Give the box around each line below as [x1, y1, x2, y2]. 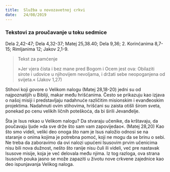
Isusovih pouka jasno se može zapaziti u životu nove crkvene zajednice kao [5, 156, 164, 162]
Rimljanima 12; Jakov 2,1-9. [12, 46, 69, 52]
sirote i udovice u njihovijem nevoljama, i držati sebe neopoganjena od [17, 71, 165, 77]
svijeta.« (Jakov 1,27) [17, 76, 63, 82]
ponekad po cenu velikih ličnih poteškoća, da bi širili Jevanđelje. [5, 108, 140, 114]
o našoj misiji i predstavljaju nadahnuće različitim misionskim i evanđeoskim [5, 97, 164, 103]
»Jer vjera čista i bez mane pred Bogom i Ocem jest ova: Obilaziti [17, 66, 155, 72]
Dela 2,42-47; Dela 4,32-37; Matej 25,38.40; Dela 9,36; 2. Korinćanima [5, 40, 154, 46]
